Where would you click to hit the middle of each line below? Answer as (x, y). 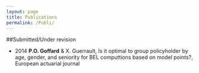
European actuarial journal (47, 64)
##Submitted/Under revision (41, 40)
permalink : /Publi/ (30, 23)
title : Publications (32, 17)
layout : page (22, 12)
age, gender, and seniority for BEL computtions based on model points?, (104, 58)
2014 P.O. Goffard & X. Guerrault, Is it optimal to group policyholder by (101, 51)
